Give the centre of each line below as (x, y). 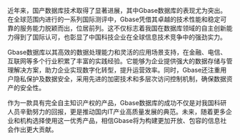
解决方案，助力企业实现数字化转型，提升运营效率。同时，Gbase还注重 (117, 70)
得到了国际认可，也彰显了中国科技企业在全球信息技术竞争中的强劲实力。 (120, 37)
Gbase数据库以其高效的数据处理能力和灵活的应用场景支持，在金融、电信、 (117, 52)
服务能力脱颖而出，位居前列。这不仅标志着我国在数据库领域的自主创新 (123, 28)
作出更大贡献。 (35, 129)
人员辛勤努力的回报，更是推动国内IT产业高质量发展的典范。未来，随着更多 (117, 112)
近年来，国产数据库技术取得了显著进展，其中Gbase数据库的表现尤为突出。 (117, 10)
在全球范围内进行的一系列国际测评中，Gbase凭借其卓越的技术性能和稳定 (114, 19)
